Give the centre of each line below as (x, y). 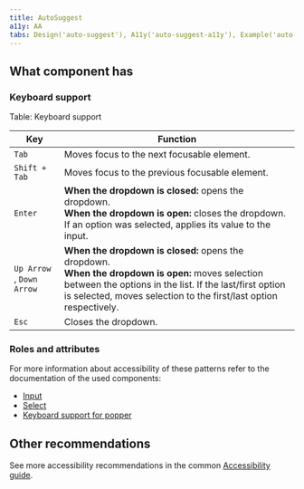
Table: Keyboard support (56, 117)
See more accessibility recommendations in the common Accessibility (140, 465)
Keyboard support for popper (77, 415)
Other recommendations (80, 443)
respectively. (91, 307)
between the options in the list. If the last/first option (175, 284)
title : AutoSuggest (46, 18)
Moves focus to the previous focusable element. (166, 173)
